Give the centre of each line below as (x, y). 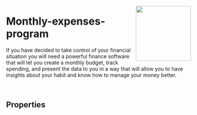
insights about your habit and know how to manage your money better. (91, 75)
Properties (26, 105)
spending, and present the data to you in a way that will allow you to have (95, 69)
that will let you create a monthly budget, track (62, 62)
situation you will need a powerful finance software (68, 56)
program (28, 34)
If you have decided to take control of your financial (68, 50)
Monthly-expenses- (56, 21)
